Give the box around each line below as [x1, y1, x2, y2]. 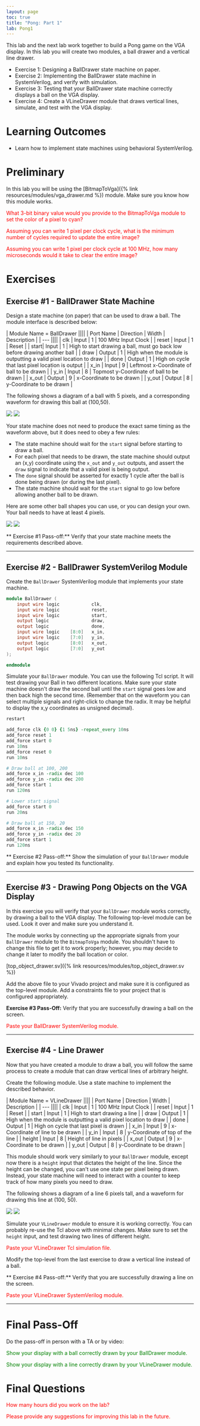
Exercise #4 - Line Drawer [6, 1045, 104, 1055]
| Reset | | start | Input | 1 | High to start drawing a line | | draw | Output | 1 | [6, 1109, 189, 1116]
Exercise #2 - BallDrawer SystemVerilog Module [6, 562, 187, 572]
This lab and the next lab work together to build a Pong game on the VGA [6, 42, 186, 49]
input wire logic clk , [17, 601, 102, 607]
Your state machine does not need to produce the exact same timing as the [6, 422, 190, 430]
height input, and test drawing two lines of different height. [6, 1233, 151, 1240]
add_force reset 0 [6, 749, 52, 755]
